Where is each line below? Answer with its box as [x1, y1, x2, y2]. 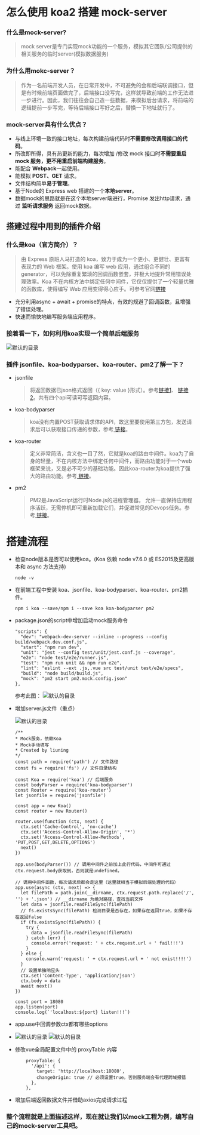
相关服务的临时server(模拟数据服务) [20, 50, 109, 57]
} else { [20, 951, 42, 957]
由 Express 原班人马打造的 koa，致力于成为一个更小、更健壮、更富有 [20, 255, 190, 263]
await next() [20, 983, 53, 989]
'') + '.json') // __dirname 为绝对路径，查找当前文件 [14, 896, 143, 902]
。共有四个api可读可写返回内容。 [33, 394, 114, 401]
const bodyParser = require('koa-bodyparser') [14, 782, 133, 788]
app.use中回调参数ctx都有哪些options [14, 1020, 108, 1028]
